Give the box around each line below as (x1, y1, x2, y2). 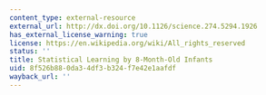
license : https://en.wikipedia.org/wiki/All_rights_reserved (9, 38, 246, 48)
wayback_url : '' (9, 72, 71, 81)
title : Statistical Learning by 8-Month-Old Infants (9, 55, 213, 64)
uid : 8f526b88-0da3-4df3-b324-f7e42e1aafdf (9, 64, 177, 73)
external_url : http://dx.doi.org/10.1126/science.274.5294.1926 (9, 22, 258, 31)
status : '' (9, 47, 51, 56)
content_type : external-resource (9, 13, 136, 23)
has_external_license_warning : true (9, 30, 148, 39)
